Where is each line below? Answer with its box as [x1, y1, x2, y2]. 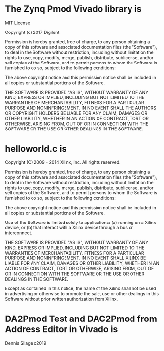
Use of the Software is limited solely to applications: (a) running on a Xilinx [5, 219, 156, 225]
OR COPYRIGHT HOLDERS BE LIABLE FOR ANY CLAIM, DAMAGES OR [5, 110, 148, 116]
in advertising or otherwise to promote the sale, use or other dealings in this [5, 290, 159, 296]
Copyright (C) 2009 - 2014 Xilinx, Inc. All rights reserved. [5, 159, 121, 165]
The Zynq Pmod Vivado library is [5, 3, 142, 15]
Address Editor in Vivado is [5, 324, 118, 335]
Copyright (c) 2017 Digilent [5, 29, 60, 35]
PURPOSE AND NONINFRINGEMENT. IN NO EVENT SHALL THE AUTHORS [5, 105, 157, 111]
